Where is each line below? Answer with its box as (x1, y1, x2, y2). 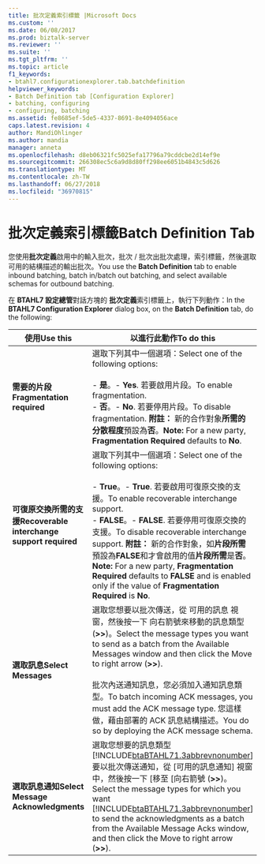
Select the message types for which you (91, 783, 241, 794)
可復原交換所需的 (12, 503, 77, 514)
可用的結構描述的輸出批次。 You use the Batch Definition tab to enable (8, 261, 237, 271)
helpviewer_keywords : (8, 84, 80, 93)
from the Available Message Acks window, (91, 822, 249, 833)
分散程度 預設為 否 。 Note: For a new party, (91, 425, 247, 436)
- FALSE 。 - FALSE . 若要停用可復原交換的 (91, 514, 247, 526)
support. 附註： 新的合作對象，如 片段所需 (91, 538, 246, 549)
